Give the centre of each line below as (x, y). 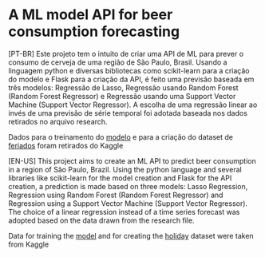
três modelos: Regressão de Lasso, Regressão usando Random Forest (123, 87)
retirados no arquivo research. (58, 121)
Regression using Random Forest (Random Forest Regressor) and (116, 195)
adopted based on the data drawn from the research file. (101, 220)
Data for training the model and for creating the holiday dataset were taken (131, 235)
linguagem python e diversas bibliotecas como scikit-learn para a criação (129, 70)
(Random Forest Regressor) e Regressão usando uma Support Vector (122, 96)
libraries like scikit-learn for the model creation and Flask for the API (120, 178)
